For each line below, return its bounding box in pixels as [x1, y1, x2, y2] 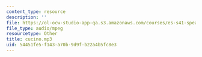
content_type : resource [6, 8, 66, 15]
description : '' [6, 14, 47, 20]
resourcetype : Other [6, 31, 58, 37]
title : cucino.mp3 [6, 36, 52, 42]
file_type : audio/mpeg [6, 25, 63, 31]
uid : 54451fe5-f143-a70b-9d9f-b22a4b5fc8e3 [6, 42, 117, 48]
